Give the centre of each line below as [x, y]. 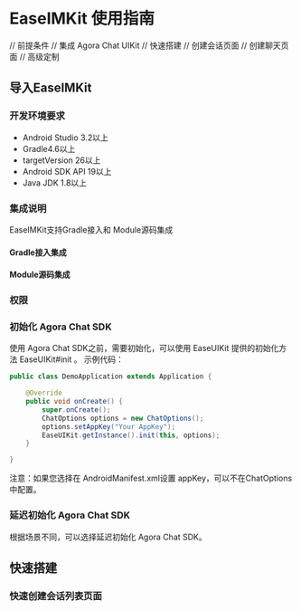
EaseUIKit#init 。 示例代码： [71, 359]
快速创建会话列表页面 [56, 596]
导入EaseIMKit [51, 88]
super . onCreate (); [76, 410]
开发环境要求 [38, 116]
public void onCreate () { [75, 402]
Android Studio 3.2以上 [65, 138]
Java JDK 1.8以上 [55, 183]
